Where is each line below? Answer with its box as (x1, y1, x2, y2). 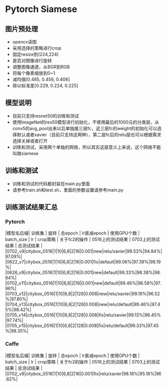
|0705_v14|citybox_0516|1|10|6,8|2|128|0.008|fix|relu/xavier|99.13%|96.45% (5, 312, 161, 318)
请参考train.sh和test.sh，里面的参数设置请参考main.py (12, 186, 124, 193)
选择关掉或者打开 (12, 137, 48, 143)
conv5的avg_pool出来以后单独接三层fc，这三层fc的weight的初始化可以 (12, 125, 158, 131)
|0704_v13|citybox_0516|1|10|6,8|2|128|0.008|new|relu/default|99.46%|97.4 (5, 301, 161, 307)
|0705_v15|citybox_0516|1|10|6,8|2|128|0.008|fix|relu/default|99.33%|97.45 (5, 322, 159, 328)
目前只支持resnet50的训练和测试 (12, 112, 79, 118)
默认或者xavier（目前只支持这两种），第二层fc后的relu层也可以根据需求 (16, 131, 162, 137)
